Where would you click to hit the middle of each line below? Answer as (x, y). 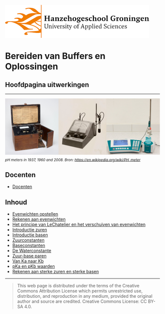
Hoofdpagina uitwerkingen (47, 84)
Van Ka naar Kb (28, 261)
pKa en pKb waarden (33, 266)
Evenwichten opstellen (35, 214)
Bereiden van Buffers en (55, 56)
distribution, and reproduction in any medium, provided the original (85, 296)
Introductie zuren (30, 230)
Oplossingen (32, 67)
